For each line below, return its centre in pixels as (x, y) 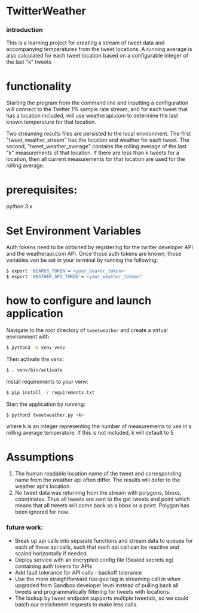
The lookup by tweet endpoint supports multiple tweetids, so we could (102, 598)
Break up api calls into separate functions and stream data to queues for (104, 540)
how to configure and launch (79, 301)
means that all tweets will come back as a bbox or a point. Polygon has (102, 506)
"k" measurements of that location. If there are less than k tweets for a (93, 153)
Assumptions (40, 457)
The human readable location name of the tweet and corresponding (98, 474)
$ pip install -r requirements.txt (50, 392)
